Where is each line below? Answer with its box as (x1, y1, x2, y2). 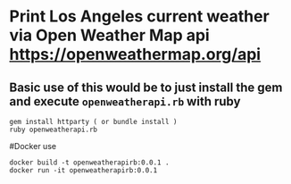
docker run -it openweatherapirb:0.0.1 (9, 166, 158, 175)
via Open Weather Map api (9, 25, 210, 46)
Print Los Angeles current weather (9, 6, 270, 27)
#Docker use (9, 141, 56, 151)
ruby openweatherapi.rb (9, 125, 98, 134)
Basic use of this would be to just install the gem (9, 79, 283, 95)
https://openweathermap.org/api (9, 45, 262, 64)
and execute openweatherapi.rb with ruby (9, 94, 241, 109)
